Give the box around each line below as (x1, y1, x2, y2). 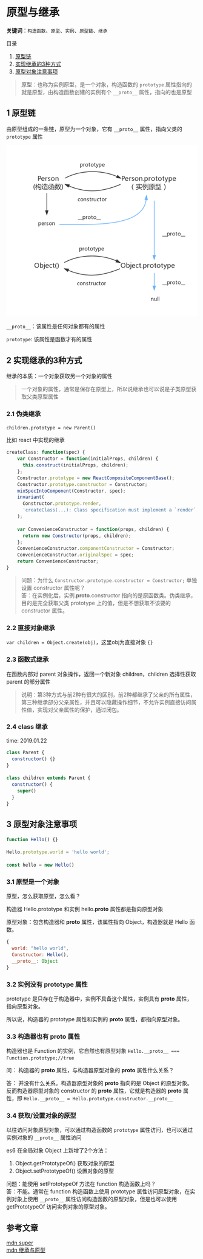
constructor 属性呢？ (33, 584, 85, 591)
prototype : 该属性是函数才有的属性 (6, 336, 93, 343)
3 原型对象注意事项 (6, 819, 78, 830)
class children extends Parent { (6, 775, 91, 782)
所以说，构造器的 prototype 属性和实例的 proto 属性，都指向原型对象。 (6, 1015, 184, 1022)
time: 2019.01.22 (6, 737, 47, 744)
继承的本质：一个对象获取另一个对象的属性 (6, 372, 113, 380)
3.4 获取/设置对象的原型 (6, 1111, 77, 1120)
